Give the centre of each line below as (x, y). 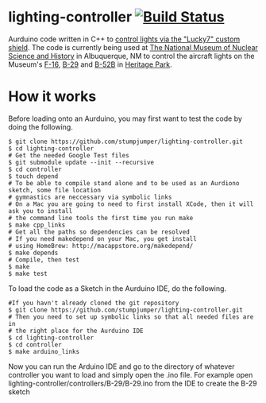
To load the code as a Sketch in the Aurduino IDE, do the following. (118, 288)
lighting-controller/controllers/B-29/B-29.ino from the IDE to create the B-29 (133, 383)
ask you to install (40, 211)
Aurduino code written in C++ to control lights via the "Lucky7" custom (124, 39)
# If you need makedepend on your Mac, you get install (102, 238)
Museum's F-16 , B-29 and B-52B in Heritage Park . (90, 64)
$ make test (28, 273)
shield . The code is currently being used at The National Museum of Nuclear (133, 47)
